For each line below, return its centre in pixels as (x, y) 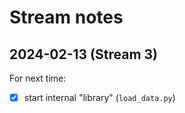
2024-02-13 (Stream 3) (84, 54)
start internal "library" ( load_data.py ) (99, 97)
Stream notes (66, 17)
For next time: (38, 78)
